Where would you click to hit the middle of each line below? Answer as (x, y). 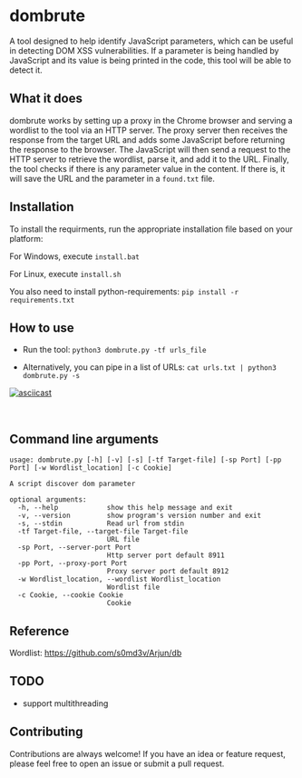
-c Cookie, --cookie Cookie (71, 595)
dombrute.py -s (51, 376)
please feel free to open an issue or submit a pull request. (117, 763)
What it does (46, 99)
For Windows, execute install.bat (75, 256)
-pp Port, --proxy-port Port (73, 564)
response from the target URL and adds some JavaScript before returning (147, 140)
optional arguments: (49, 500)
